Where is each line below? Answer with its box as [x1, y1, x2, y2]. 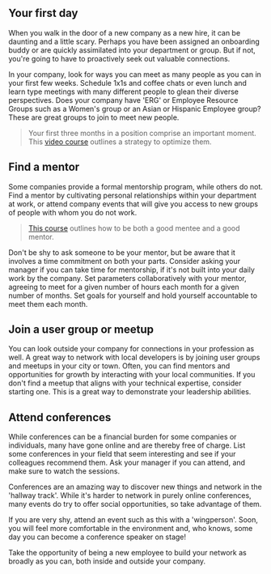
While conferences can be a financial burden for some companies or [8, 432, 237, 442]
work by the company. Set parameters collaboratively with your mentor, [8, 273, 247, 283]
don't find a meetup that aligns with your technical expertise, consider [8, 378, 242, 388]
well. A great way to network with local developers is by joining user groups [8, 352, 260, 363]
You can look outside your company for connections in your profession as [8, 344, 255, 354]
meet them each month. [8, 299, 88, 308]
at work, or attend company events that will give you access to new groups [8, 198, 259, 209]
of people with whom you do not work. [8, 207, 138, 217]
